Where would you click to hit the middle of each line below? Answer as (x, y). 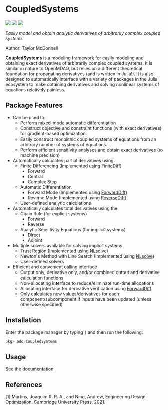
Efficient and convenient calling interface (55, 267)
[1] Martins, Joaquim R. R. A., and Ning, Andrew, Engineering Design (75, 397)
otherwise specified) (41, 304)
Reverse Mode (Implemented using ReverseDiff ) (77, 197)
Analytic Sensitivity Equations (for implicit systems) (73, 229)
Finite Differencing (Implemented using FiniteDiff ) (71, 166)
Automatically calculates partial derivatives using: (64, 160)
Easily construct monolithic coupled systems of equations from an (88, 139)
